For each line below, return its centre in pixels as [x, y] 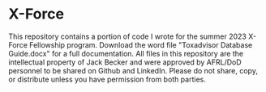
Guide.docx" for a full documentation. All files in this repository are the [126, 53]
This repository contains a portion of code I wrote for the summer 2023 [128, 36]
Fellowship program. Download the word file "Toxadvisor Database [141, 44]
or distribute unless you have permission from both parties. [107, 79]
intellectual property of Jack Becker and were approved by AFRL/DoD [125, 62]
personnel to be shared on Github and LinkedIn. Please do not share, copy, [133, 70]
